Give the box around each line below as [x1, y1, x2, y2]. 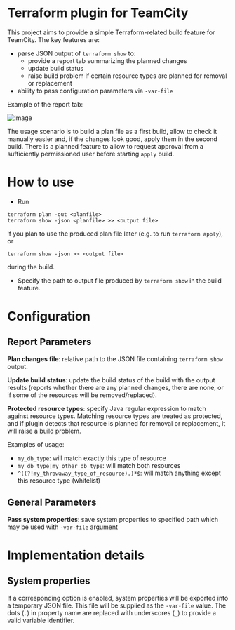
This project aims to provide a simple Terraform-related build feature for [7, 28, 215, 36]
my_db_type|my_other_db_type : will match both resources [17, 461, 181, 469]
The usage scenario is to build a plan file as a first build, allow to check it [7, 127, 217, 135]
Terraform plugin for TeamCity [7, 5, 189, 21]
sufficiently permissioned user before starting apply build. [7, 149, 175, 158]
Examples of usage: [7, 440, 65, 448]
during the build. [7, 262, 55, 271]
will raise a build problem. [7, 427, 81, 435]
